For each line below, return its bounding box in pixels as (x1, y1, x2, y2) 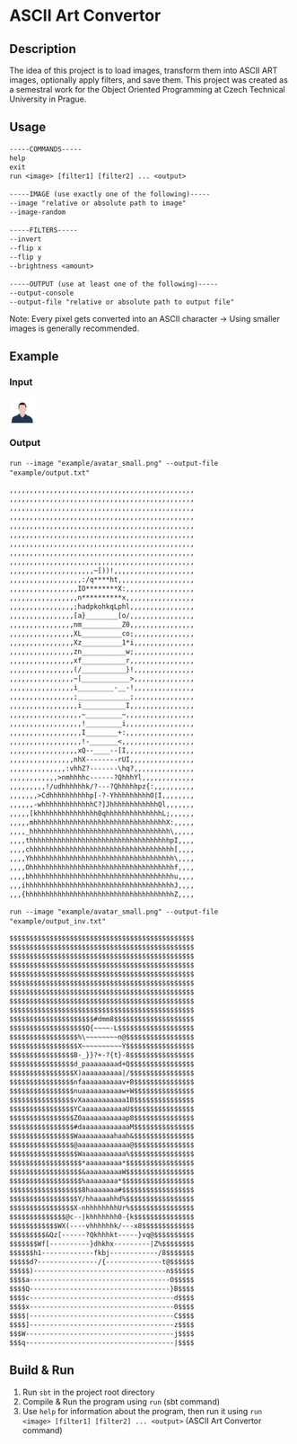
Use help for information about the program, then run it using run (22, 1405, 263, 1416)
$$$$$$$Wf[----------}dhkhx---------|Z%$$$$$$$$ (9, 1239, 195, 1248)
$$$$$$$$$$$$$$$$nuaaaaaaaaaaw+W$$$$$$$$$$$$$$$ (9, 1086, 195, 1095)
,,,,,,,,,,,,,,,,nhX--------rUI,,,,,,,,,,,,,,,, (9, 754, 195, 764)
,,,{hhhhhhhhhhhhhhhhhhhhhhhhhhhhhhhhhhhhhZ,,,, (9, 889, 195, 899)
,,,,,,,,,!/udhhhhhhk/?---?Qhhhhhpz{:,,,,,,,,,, (9, 781, 195, 791)
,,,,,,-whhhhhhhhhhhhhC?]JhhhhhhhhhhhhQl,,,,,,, (9, 799, 195, 809)
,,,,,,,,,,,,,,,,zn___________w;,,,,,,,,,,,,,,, (9, 646, 195, 656)
